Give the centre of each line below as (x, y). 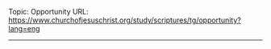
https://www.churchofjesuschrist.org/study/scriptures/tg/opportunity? (125, 20)
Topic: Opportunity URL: (48, 12)
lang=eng (24, 29)
